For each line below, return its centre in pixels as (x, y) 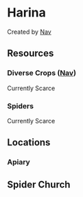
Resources (31, 53)
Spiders (21, 106)
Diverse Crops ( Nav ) (42, 73)
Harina (26, 13)
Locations (29, 143)
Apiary (19, 162)
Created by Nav (29, 32)
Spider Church (39, 184)
